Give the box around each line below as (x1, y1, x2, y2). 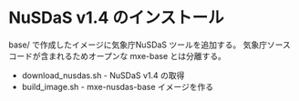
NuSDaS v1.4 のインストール (8, 7, 224, 28)
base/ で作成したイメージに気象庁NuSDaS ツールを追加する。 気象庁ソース (8, 39, 291, 50)
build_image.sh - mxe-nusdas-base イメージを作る (21, 81, 214, 92)
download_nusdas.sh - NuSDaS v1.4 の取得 (21, 69, 185, 81)
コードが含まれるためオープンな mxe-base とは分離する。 (8, 50, 227, 61)
